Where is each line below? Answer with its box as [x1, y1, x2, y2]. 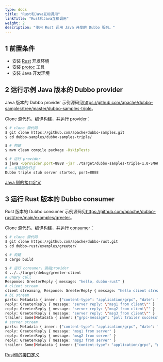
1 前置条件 [5, 44, 35, 52]
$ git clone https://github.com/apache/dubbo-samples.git [5, 130, 125, 135]
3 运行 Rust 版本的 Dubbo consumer [5, 195, 115, 204]
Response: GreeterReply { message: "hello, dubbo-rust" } [5, 279, 125, 284]
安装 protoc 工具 [12, 64, 45, 70]
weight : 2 [5, 20, 25, 26]
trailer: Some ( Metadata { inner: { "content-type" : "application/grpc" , [5, 342, 153, 347]
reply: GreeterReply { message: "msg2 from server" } [5, 333, 116, 338]
